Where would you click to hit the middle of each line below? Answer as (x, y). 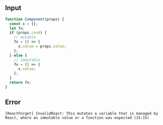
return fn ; (20, 83)
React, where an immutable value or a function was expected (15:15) (77, 118)
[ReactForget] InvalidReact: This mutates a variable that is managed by (82, 113)
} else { (18, 55)
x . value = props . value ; (42, 46)
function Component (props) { (35, 19)
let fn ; (17, 28)
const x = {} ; (24, 24)
